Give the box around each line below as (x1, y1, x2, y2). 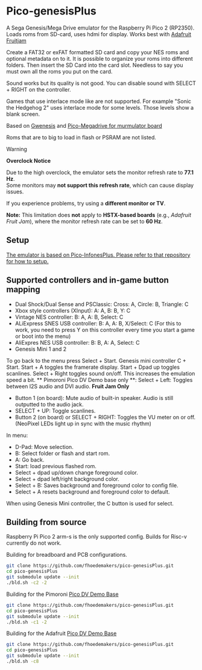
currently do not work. (6, 539, 62, 546)
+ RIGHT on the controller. (6, 86, 71, 93)
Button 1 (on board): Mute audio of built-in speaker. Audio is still (14, 394, 174, 401)
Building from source (6, 517, 87, 527)
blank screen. (6, 110, 40, 117)
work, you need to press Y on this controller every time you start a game (14, 326, 195, 333)
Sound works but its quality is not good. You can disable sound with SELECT (6, 80, 197, 87)
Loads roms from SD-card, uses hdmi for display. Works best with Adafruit (6, 30, 192, 37)
